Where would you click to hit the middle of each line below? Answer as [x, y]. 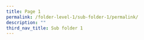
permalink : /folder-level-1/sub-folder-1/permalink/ [72, 17]
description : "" [26, 22]
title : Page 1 [24, 11]
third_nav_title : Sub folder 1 [45, 28]
